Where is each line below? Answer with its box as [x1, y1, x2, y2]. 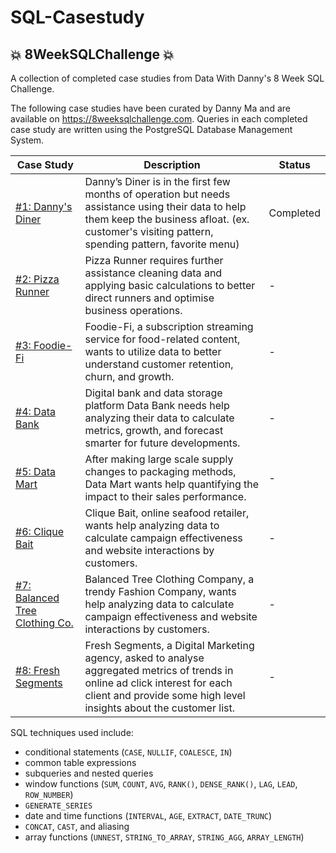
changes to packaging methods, [84, 465, 237, 478]
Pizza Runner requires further [84, 254, 224, 267]
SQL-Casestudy [10, 6, 145, 29]
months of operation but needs [84, 187, 231, 201]
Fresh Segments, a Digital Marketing [84, 639, 255, 652]
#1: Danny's [15, 200, 73, 213]
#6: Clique [15, 525, 65, 538]
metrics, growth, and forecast [84, 424, 224, 437]
